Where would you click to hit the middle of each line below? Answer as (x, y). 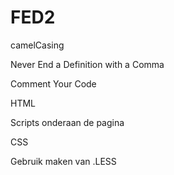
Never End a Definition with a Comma (87, 64)
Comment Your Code (53, 83)
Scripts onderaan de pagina (67, 122)
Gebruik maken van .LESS (63, 161)
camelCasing (37, 45)
